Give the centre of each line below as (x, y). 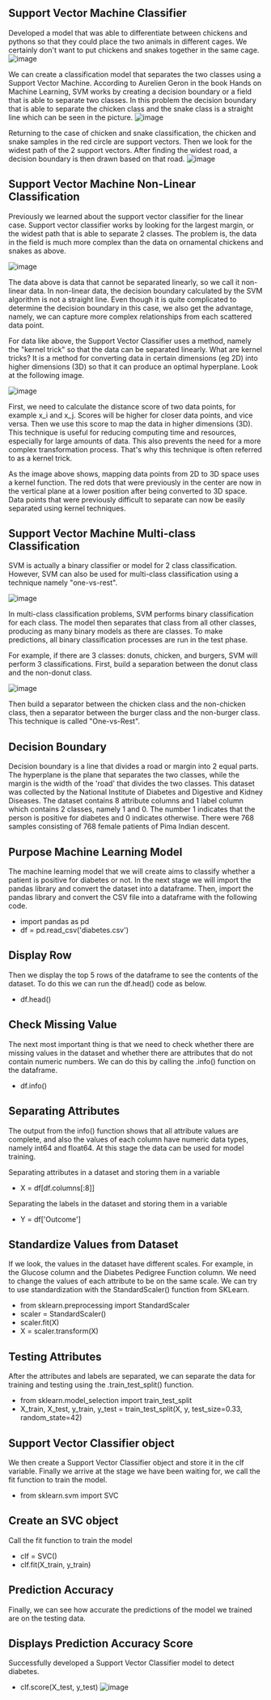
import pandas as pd (55, 922)
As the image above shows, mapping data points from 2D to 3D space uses (134, 473)
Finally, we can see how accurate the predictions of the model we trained (130, 1609)
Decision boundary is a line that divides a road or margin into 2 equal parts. (133, 766)
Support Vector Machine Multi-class (102, 534)
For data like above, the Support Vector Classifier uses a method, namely (130, 341)
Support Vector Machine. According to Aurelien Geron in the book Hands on (135, 83)
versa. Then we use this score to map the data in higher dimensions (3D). (131, 423)
